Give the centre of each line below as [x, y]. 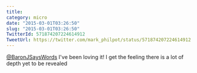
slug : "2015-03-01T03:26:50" [43, 29]
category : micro [27, 17]
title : [15, 12]
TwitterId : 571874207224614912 [46, 34]
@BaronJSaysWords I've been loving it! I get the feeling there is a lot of [95, 57]
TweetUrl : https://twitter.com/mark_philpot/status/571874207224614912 [98, 40]
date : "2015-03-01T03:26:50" [43, 23]
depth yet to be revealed [37, 63]
